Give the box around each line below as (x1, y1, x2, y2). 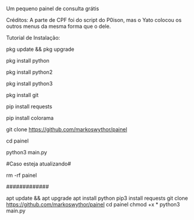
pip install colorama (6, 115, 54, 121)
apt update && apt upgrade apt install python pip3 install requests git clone (6, 195, 188, 202)
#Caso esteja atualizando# (6, 160, 72, 167)
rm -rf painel (6, 172, 37, 179)
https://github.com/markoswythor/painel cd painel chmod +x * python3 (6, 201, 180, 208)
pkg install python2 (6, 69, 53, 76)
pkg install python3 (6, 80, 53, 87)
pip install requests (6, 103, 53, 110)
